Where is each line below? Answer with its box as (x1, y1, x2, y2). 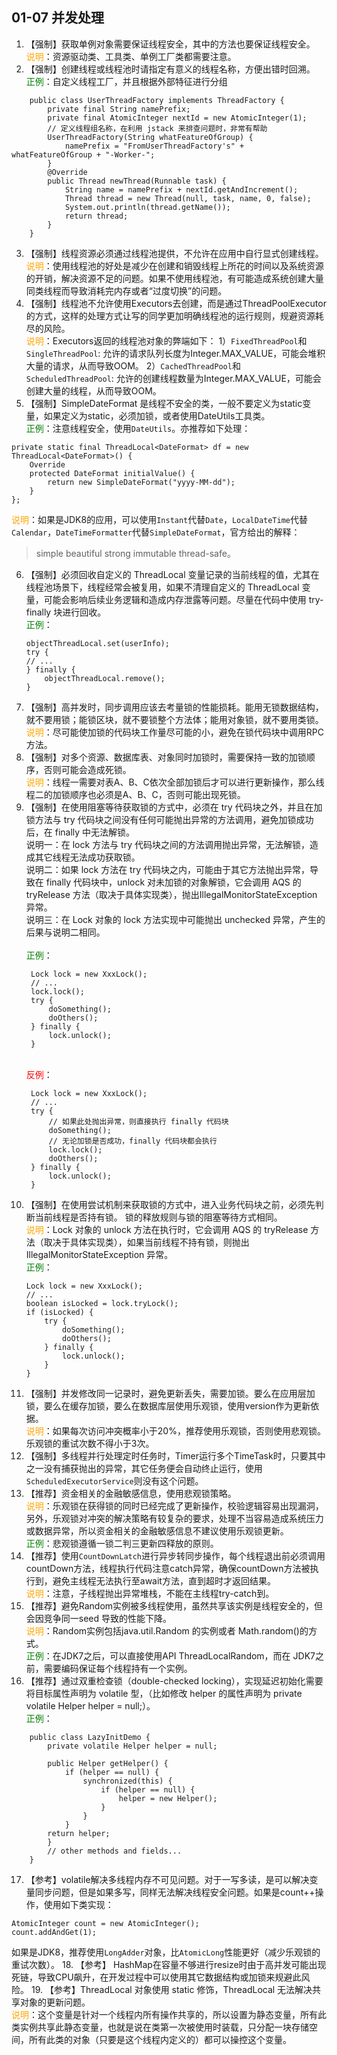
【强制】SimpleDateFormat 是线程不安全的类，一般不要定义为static (25, 397, 303, 409)
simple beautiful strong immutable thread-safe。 (35, 547, 236, 559)
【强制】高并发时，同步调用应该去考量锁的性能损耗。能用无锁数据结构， (25, 701, 324, 713)
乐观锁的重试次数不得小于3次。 (25, 1437, 155, 1449)
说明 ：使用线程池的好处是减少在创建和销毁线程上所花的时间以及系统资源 (25, 259, 324, 272)
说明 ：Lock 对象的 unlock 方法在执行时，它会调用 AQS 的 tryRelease (25, 1223, 309, 1235)
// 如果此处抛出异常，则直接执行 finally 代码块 (48, 1116, 229, 1127)
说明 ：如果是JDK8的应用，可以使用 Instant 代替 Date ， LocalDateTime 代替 (11, 513, 309, 525)
